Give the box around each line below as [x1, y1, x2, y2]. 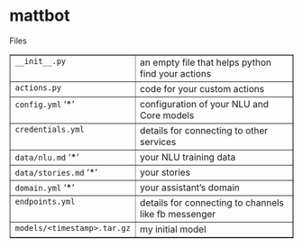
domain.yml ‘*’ [14, 181, 75, 194]
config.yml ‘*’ [14, 97, 75, 110]
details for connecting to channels [139, 196, 284, 208]
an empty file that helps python [139, 56, 272, 69]
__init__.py [14, 56, 67, 66]
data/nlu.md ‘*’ [14, 151, 79, 163]
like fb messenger [139, 207, 216, 220]
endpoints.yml [14, 196, 76, 207]
